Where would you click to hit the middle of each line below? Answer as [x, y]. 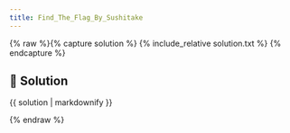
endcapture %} [37, 53]
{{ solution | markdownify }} [61, 102]
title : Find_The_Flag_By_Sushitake [76, 18]
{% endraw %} [37, 120]
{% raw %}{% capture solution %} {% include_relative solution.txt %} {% [145, 43]
